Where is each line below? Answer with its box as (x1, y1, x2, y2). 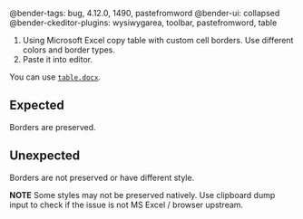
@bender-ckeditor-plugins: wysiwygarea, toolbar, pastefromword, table (9, 17, 278, 28)
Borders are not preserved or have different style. (9, 172, 195, 183)
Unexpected (9, 148, 81, 164)
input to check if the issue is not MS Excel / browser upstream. (9, 199, 243, 210)
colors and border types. (22, 44, 116, 55)
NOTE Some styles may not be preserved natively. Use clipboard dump (9, 189, 276, 200)
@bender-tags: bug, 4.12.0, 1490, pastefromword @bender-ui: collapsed (9, 8, 280, 18)
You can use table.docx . (9, 71, 102, 82)
